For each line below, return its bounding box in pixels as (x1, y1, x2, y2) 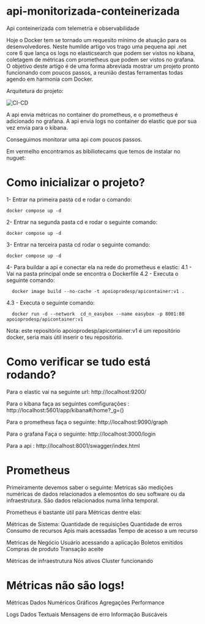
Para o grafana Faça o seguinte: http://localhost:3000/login (6, 430, 156, 437)
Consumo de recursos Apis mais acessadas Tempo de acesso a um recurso (6, 527, 198, 534)
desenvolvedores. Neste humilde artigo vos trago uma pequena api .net (6, 43, 187, 50)
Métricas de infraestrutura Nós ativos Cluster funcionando (6, 557, 154, 564)
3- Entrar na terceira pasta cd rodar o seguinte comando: (6, 240, 151, 248)
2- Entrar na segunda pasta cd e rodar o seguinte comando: (6, 218, 158, 226)
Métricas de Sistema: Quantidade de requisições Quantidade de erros (6, 520, 182, 527)
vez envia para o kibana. (6, 124, 69, 131)
